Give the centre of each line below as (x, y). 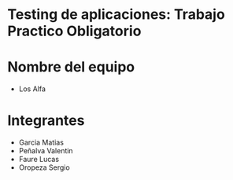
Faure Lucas (39, 160)
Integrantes (46, 121)
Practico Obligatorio (74, 31)
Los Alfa (32, 89)
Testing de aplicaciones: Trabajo (116, 15)
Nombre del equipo (71, 67)
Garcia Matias (41, 142)
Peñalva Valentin (46, 151)
